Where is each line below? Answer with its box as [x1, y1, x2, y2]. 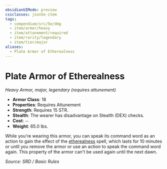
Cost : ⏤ [12, 118, 29, 124]
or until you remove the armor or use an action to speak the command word [5, 144, 161, 150]
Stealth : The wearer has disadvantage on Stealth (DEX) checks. [12, 113, 144, 119]
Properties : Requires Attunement [12, 102, 81, 108]
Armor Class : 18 [12, 97, 46, 103]
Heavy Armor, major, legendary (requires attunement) [5, 87, 116, 93]
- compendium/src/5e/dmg [9, 21, 61, 26]
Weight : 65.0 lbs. [12, 123, 48, 130]
